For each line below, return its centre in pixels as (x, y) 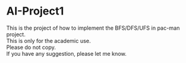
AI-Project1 (35, 11)
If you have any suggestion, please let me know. (67, 53)
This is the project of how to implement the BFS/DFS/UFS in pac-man (93, 28)
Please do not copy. (31, 47)
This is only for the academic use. (49, 41)
